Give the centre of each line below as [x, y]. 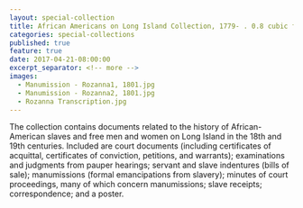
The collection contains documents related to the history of [119, 127]
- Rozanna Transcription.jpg [72, 101]
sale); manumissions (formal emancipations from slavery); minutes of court [149, 175]
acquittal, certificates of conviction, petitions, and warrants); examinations [147, 156]
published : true [40, 43]
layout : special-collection [62, 18]
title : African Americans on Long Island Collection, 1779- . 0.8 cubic [149, 26]
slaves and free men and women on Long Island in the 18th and [165, 137]
